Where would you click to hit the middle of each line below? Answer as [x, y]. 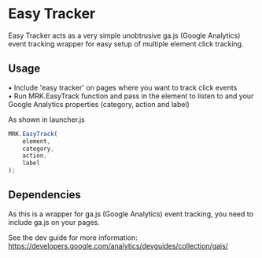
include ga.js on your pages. [54, 222]
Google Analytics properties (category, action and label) [99, 104]
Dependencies [44, 195]
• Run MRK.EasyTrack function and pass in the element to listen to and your [131, 96]
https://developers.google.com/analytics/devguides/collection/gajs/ [118, 245]
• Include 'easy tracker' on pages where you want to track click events [123, 87]
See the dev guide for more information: [73, 238]
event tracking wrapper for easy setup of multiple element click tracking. [126, 43]
